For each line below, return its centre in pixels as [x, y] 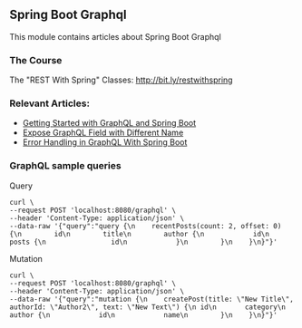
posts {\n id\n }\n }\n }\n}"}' [144, 242]
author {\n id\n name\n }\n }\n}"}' [144, 315]
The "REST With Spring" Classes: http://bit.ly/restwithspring [121, 80]
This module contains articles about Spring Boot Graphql [116, 36]
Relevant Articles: [50, 103]
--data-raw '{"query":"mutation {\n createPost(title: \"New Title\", [152, 299]
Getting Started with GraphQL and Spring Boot [109, 123]
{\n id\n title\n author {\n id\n [140, 234]
